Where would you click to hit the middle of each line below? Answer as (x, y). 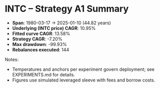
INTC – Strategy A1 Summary (67, 9)
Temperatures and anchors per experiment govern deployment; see (83, 69)
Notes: (12, 59)
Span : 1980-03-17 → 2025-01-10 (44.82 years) (62, 23)
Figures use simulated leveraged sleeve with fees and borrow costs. (84, 80)
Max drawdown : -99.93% (39, 44)
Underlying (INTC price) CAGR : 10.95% (54, 28)
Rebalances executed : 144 (41, 50)
